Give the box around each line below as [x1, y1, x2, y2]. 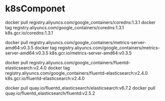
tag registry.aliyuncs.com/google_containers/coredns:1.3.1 [5, 24, 124, 30]
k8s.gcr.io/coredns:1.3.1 [5, 30, 53, 36]
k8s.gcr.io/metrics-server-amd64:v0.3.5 [49, 50, 132, 56]
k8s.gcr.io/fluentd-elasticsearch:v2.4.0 [5, 75, 85, 81]
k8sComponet [5, 3, 66, 14]
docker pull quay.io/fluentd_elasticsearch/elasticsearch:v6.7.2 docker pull [5, 85, 156, 91]
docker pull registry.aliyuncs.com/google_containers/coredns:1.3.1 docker [5, 19, 156, 25]
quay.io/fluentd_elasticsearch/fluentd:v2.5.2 [5, 90, 95, 96]
